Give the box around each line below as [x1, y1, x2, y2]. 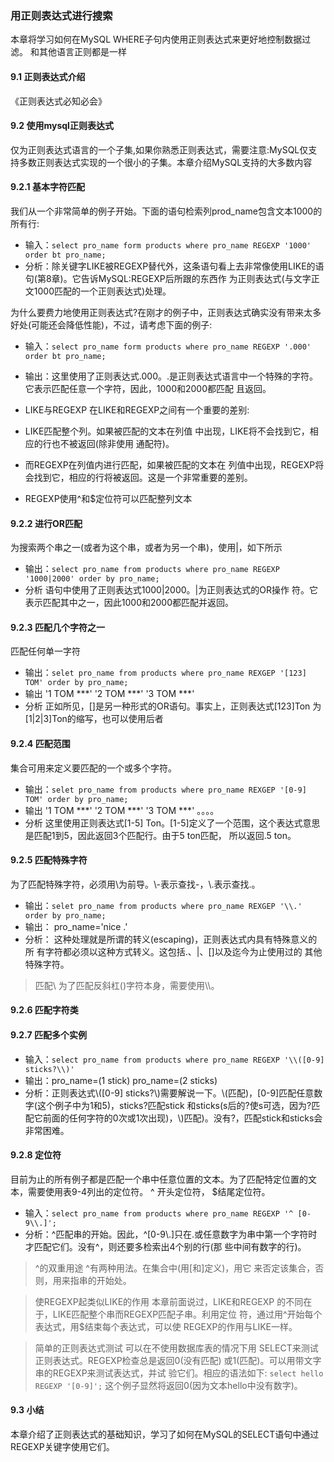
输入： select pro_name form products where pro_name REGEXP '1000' [24, 238, 312, 251]
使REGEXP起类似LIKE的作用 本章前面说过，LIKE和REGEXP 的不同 [34, 1295, 304, 1307]
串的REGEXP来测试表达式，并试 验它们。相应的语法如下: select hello [34, 1367, 324, 1379]
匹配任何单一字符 [10, 645, 81, 657]
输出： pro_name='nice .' [24, 920, 128, 932]
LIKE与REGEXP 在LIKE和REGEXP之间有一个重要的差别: [24, 403, 250, 416]
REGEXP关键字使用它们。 [10, 1440, 115, 1452]
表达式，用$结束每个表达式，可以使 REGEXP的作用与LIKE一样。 [34, 1320, 298, 1332]
